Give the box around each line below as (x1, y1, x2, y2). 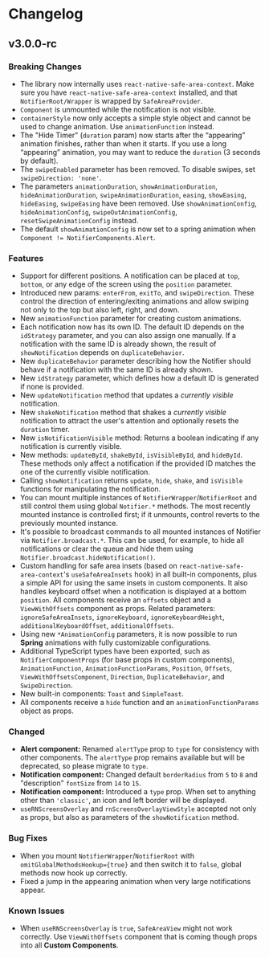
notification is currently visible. (19, 442, 122, 451)
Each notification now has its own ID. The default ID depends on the (19, 322, 245, 332)
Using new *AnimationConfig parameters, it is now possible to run (19, 630, 238, 639)
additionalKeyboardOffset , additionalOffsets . (19, 621, 174, 630)
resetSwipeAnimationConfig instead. (19, 215, 139, 225)
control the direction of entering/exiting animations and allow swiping (19, 296, 249, 306)
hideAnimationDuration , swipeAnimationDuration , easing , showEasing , (19, 190, 247, 199)
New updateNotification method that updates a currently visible (19, 390, 234, 400)
